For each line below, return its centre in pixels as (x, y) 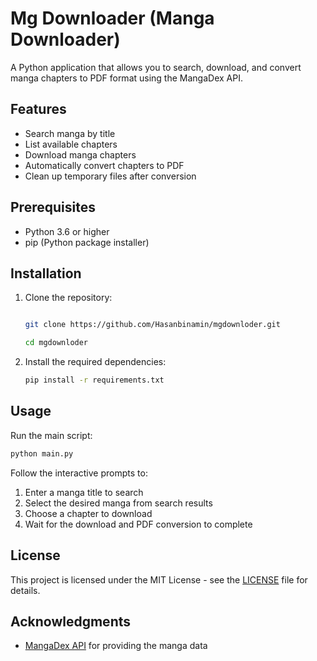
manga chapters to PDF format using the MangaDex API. (126, 78)
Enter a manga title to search (84, 492)
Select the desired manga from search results (118, 503)
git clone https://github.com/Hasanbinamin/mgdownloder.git (152, 325)
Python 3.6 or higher (67, 231)
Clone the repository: (68, 298)
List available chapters (71, 144)
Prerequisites (53, 207)
